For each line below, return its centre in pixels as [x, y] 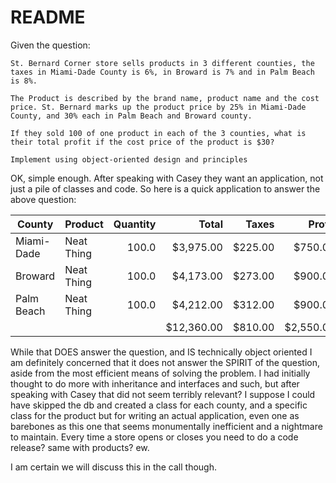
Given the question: [50, 45]
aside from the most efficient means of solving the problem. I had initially [160, 373]
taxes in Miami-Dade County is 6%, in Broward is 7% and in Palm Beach [162, 72]
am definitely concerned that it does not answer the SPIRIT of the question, [165, 362]
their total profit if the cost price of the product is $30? [142, 142]
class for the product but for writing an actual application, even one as [155, 415]
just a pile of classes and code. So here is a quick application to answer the [165, 188]
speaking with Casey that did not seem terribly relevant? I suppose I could [163, 394]
